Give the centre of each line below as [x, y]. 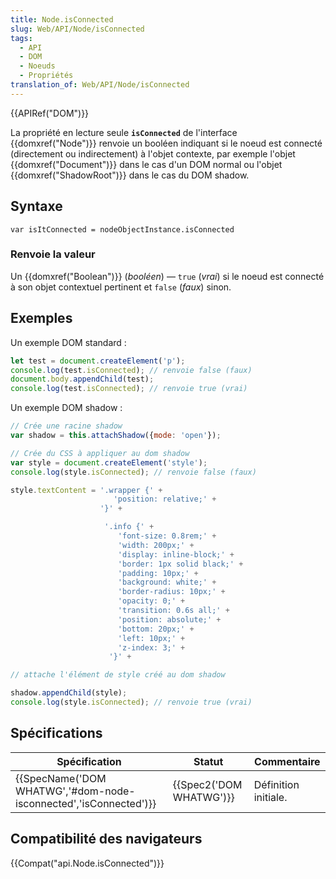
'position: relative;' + [165, 499]
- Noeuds [37, 66]
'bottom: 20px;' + [156, 629]
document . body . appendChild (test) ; [82, 379]
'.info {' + [129, 527]
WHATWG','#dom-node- [75, 791]
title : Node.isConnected [62, 19]
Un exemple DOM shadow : [66, 408]
